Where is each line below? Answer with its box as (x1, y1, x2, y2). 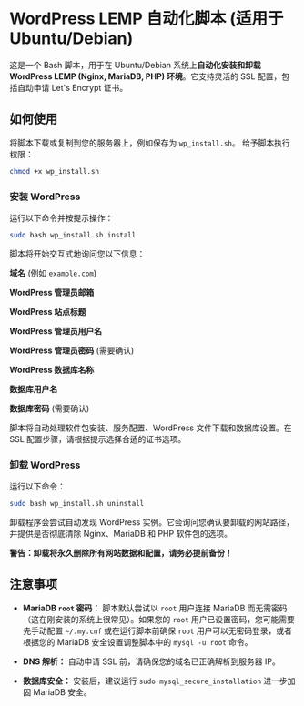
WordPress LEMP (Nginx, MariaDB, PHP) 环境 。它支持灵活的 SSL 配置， (9, 70, 282, 82)
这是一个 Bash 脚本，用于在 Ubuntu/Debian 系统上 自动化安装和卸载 (9, 59, 261, 70)
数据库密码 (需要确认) (9, 402, 90, 414)
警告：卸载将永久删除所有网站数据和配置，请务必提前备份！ (9, 547, 233, 558)
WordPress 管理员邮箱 (9, 287, 95, 298)
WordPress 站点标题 (9, 306, 86, 317)
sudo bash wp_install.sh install (9, 230, 137, 239)
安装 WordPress (9, 190, 81, 203)
